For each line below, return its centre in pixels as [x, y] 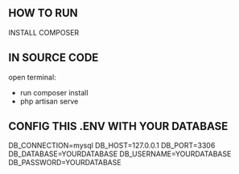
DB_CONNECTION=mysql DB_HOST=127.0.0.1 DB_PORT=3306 [112, 146]
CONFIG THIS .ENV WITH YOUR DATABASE [118, 126]
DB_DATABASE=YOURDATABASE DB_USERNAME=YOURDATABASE [120, 154]
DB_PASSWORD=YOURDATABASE [65, 163]
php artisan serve [49, 101]
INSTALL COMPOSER [44, 32]
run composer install [54, 92]
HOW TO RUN [43, 13]
